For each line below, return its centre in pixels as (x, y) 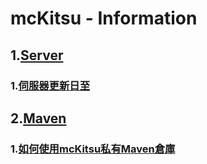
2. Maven (38, 118)
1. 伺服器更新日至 (50, 85)
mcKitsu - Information (104, 18)
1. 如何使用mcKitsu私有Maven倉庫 (93, 149)
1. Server (37, 55)
